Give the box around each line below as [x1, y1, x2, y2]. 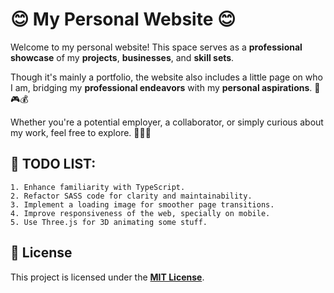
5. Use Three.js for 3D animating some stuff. [10, 217, 208, 227]
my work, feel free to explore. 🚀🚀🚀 [10, 126, 152, 138]
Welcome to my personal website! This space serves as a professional [10, 41, 303, 53]
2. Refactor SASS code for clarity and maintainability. [10, 191, 253, 201]
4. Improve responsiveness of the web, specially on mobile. [10, 208, 271, 218]
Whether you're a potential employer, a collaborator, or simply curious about [10, 116, 324, 128]
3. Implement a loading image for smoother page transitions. [10, 199, 275, 210]
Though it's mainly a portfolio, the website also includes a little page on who [10, 71, 323, 83]
